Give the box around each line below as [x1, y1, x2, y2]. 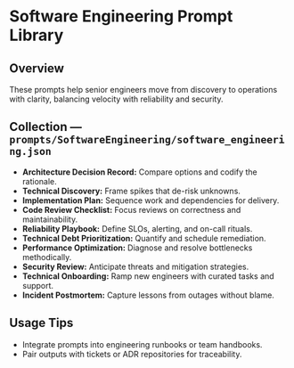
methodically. [21, 251, 72, 262]
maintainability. [21, 214, 78, 225]
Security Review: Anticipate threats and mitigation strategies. [21, 261, 249, 272]
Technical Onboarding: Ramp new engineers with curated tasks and [21, 270, 274, 282]
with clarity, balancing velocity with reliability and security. [9, 94, 224, 104]
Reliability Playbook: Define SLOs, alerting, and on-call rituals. [21, 223, 253, 233]
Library [9, 25, 64, 45]
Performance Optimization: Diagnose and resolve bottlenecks [21, 242, 253, 253]
